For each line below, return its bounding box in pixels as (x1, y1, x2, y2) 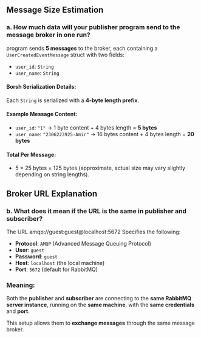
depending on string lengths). (15, 171, 90, 178)
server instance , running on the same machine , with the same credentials (6, 301, 194, 309)
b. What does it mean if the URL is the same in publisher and (6, 207, 187, 215)
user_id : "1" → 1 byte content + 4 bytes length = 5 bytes (15, 124, 157, 131)
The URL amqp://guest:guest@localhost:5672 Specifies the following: (6, 228, 181, 235)
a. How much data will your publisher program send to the (6, 23, 180, 32)
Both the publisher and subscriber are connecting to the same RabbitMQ (6, 295, 192, 302)
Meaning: (6, 281, 35, 289)
